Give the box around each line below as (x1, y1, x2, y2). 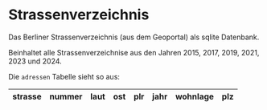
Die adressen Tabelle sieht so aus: (8, 71, 121, 81)
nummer (49, 91, 83, 102)
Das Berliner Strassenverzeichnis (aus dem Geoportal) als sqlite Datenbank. (8, 32, 260, 42)
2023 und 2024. (8, 56, 62, 66)
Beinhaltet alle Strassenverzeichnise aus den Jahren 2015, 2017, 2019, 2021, (8, 47, 260, 57)
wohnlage (175, 91, 215, 102)
